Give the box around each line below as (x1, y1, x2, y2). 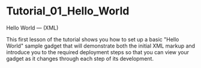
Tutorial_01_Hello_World (6, 4, 130, 18)
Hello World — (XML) (6, 24, 59, 31)
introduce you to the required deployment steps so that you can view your (6, 48, 189, 55)
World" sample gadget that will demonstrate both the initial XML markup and (6, 42, 196, 49)
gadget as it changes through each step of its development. (6, 55, 154, 62)
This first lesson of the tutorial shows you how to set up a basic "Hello (6, 36, 179, 43)
